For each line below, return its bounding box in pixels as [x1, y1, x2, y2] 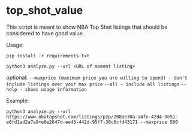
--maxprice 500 [140, 119, 179, 125]
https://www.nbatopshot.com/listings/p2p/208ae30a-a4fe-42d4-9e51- [6, 114, 179, 120]
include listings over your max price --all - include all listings [6, 81, 180, 87]
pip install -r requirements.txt [6, 53, 90, 59]
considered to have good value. [6, 29, 85, 36]
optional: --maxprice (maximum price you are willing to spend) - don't [6, 74, 188, 81]
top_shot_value [6, 4, 83, 17]
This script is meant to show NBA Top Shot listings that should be [6, 23, 168, 31]
